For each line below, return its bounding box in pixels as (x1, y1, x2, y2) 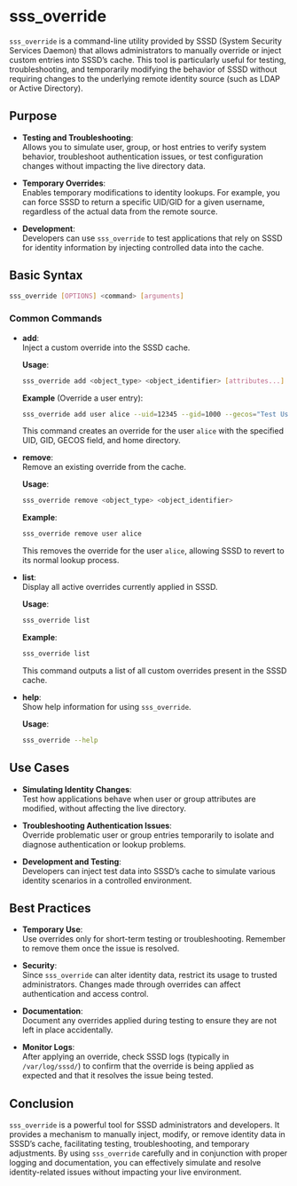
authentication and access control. (21, 989, 149, 999)
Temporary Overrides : (21, 178, 106, 188)
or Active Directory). (9, 83, 83, 93)
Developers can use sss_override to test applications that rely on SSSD (21, 233, 283, 243)
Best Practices (9, 901, 91, 916)
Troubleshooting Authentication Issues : (21, 820, 173, 831)
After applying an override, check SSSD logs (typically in (21, 1051, 230, 1063)
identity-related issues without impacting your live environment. (9, 1166, 242, 1178)
